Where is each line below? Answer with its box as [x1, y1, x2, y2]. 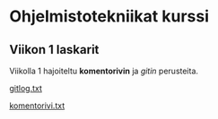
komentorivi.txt [9, 100, 65, 111]
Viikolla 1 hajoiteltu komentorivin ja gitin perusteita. [9, 65, 199, 76]
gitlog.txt [9, 83, 43, 93]
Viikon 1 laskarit [9, 42, 100, 57]
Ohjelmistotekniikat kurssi [9, 6, 209, 27]
